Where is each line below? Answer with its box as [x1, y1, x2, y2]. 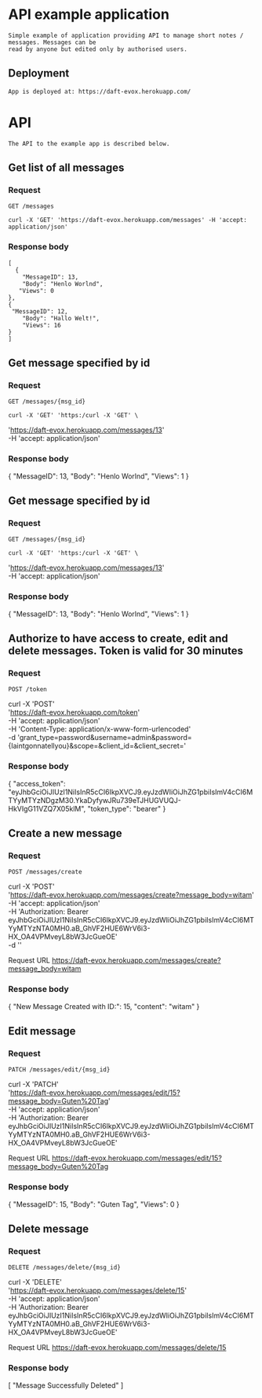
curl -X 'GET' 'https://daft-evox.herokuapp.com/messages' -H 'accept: [8, 216, 247, 224]
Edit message [8, 1025, 76, 1037]
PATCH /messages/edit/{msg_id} [8, 1066, 111, 1074]
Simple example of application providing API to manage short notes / [8, 31, 244, 39]
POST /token [8, 686, 47, 693]
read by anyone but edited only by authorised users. [8, 45, 188, 53]
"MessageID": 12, [11, 307, 68, 316]
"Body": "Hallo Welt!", [22, 314, 100, 322]
